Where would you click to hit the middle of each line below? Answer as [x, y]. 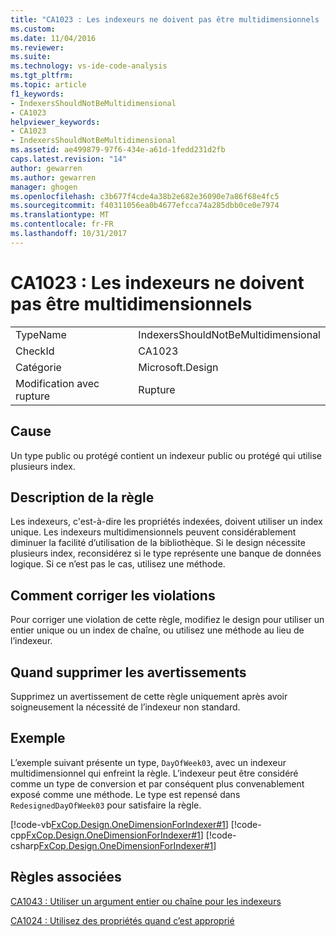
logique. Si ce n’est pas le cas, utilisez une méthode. [118, 564]
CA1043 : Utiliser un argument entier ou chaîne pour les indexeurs [146, 901]
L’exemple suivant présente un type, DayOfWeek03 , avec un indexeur [148, 762]
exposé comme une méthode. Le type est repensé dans [125, 794]
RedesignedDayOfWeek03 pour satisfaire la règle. [106, 805]
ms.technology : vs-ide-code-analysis [89, 66]
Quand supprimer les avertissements [128, 672]
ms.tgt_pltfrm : [42, 76]
